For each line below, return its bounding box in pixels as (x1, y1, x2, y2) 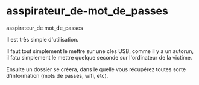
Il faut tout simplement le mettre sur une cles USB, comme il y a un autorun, (6, 47, 194, 55)
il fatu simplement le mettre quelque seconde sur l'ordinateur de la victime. (6, 54, 192, 61)
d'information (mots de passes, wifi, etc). (6, 72, 109, 79)
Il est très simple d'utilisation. (6, 36, 79, 43)
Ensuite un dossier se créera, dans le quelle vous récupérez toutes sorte (6, 65, 186, 73)
